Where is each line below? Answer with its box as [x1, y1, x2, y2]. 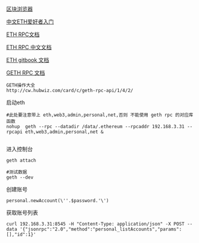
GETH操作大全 [6, 82, 36, 88]
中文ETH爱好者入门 [6, 18, 54, 25]
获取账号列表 [6, 209, 38, 216]
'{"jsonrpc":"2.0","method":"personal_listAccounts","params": [19, 226, 182, 232]
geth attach [6, 158, 36, 164]
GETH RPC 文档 [6, 69, 45, 76]
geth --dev [6, 174, 34, 180]
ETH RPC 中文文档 [6, 44, 52, 51]
